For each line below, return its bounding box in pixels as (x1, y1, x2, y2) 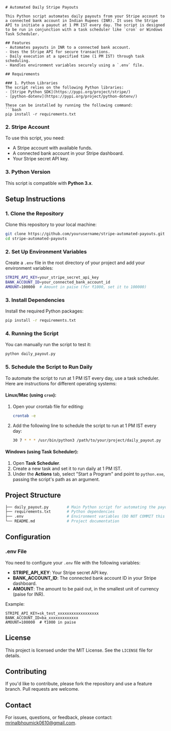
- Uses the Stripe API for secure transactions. (5, 49, 110, 54)
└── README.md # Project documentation (5, 519, 120, 524)
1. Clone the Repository (5, 210, 64, 217)
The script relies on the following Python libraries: (5, 85, 124, 90)
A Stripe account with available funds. (12, 145, 93, 151)
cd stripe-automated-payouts (5, 236, 67, 241)
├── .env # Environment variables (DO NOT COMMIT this (5, 514, 165, 519)
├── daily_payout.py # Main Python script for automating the (5, 504, 156, 510)
